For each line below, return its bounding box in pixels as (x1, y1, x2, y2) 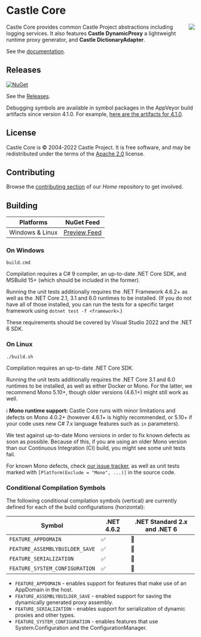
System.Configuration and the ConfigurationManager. (14, 624, 147, 632)
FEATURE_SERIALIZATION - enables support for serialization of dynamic (14, 605, 185, 612)
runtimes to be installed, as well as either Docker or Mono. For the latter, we (6, 382, 193, 389)
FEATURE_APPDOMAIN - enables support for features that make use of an (14, 580, 187, 587)
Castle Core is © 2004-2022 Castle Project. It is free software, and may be (6, 144, 191, 151)
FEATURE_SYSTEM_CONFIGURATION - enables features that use (14, 618, 159, 625)
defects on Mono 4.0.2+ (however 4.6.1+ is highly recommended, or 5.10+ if (6, 413, 193, 420)
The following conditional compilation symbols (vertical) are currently (6, 497, 178, 504)
